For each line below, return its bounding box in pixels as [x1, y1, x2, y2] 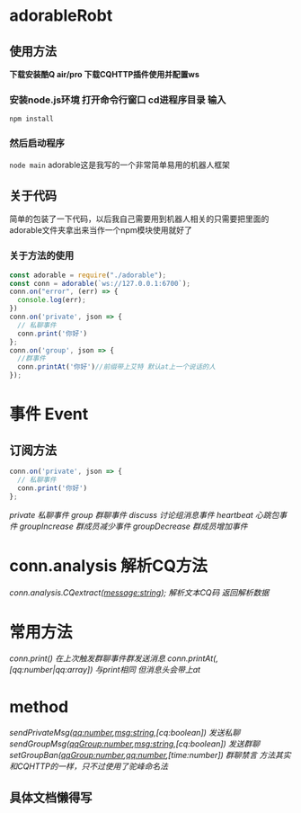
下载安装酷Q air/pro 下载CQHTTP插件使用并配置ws [9, 69, 200, 79]
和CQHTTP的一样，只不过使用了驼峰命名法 [9, 761, 169, 772]
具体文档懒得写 [9, 790, 93, 805]
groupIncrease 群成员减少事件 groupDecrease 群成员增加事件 [19, 521, 249, 532]
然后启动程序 [9, 137, 66, 149]
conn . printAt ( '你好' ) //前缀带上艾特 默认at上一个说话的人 [17, 362, 216, 371]
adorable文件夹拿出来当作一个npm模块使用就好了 [9, 225, 193, 236]
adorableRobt [9, 5, 113, 26]
